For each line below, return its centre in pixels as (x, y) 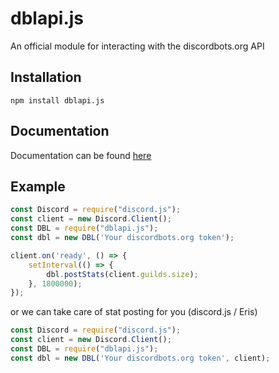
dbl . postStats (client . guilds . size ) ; (122, 274)
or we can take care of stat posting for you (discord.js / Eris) (134, 312)
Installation (46, 77)
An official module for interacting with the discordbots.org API (137, 46)
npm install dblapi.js (57, 100)
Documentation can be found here (81, 155)
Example (38, 186)
